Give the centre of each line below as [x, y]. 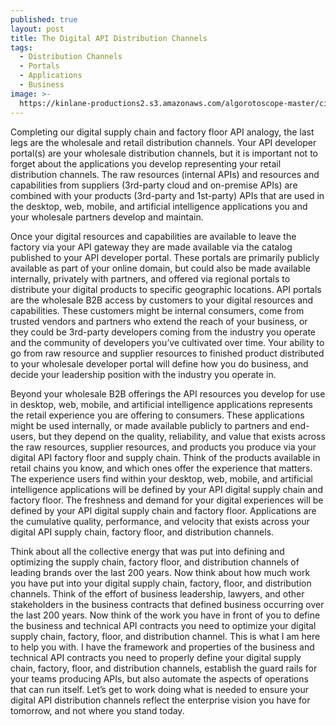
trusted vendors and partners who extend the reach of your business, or [159, 321]
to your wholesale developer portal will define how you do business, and [159, 363]
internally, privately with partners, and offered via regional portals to [150, 278]
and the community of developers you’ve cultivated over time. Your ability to [167, 342]
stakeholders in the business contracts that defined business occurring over [167, 604]
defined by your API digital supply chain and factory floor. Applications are [163, 510]
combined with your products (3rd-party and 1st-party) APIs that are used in [167, 195]
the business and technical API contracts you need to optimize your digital [163, 625]
